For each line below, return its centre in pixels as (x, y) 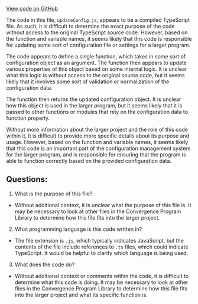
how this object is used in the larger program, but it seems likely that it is (94, 105)
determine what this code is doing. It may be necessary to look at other (101, 282)
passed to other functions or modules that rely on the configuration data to (97, 112)
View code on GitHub (32, 9)
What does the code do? (45, 264)
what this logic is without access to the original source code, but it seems (95, 75)
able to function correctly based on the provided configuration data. (89, 161)
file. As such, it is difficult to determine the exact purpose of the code (91, 26)
